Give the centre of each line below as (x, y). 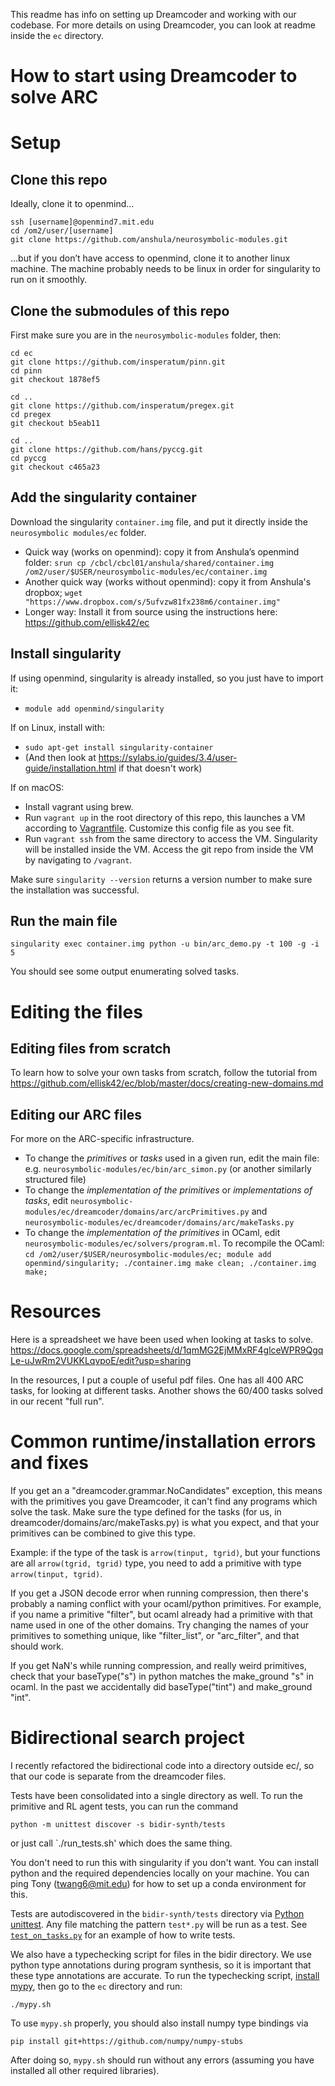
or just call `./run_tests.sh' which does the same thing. (121, 1843)
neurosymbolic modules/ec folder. (78, 532)
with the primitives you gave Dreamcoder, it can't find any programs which (164, 1501)
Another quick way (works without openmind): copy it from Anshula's (168, 581)
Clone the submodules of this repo (120, 310)
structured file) (55, 1180)
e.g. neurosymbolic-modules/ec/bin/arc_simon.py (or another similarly (168, 1169)
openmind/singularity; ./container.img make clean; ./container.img (170, 1264)
